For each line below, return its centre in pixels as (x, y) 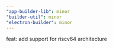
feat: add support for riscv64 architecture (57, 39)
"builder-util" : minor (34, 17)
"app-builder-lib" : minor (38, 11)
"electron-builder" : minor (39, 22)
